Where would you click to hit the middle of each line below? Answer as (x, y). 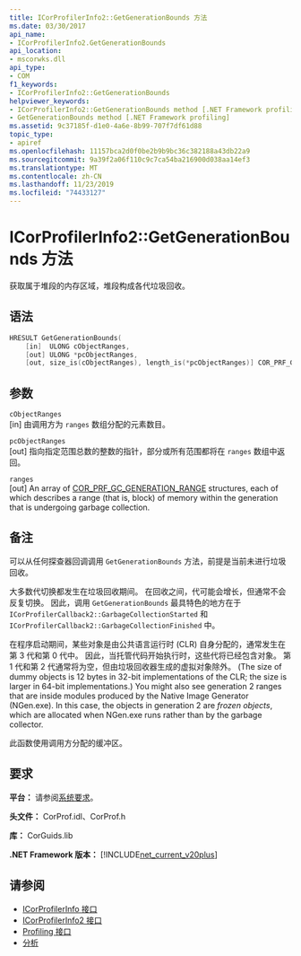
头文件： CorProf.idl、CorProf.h (68, 816)
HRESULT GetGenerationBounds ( (66, 338)
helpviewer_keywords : (50, 101)
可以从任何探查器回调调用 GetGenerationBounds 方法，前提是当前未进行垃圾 (148, 561)
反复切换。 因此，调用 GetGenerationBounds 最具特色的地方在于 (125, 602)
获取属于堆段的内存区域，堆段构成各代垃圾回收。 (99, 285)
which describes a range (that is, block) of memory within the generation (144, 498)
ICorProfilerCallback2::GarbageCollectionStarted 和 (109, 614)
